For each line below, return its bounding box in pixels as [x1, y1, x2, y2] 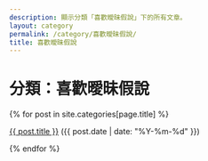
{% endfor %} [9, 143, 60, 154]
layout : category [9, 21, 74, 30]
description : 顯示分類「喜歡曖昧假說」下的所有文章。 [9, 12, 188, 22]
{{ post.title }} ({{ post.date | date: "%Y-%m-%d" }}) [9, 126, 200, 137]
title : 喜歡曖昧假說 [9, 37, 77, 47]
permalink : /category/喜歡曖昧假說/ [9, 29, 137, 38]
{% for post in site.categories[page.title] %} [9, 109, 170, 120]
